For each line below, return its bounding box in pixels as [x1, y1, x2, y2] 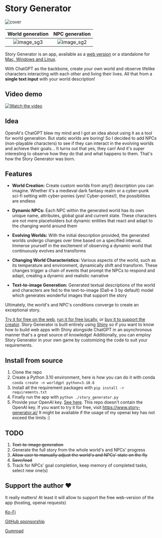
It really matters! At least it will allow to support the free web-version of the [5, 494, 154, 500]
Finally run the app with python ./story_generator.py [12, 394, 118, 400]
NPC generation [53, 30, 91, 37]
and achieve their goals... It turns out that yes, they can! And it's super [5, 145, 145, 151]
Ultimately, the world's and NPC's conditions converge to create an [5, 302, 139, 308]
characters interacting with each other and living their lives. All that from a [5, 71, 152, 77]
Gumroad [5, 528, 24, 534]
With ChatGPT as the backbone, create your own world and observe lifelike [5, 66, 155, 71]
